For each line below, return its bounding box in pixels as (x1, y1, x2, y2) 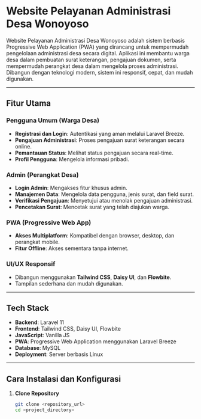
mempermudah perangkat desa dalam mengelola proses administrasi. (6, 62, 178, 70)
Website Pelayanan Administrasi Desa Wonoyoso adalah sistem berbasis (6, 37, 185, 44)
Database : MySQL (14, 344, 61, 352)
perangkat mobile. (14, 239, 60, 246)
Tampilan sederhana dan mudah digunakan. (14, 280, 123, 287)
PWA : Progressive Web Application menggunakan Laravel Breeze (14, 338, 176, 345)
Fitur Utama (6, 98, 51, 109)
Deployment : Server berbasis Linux (14, 350, 103, 358)
